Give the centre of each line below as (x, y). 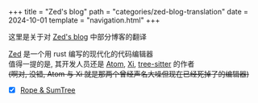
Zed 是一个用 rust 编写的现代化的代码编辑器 (81, 54)
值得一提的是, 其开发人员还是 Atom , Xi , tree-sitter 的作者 (102, 64)
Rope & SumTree (48, 90)
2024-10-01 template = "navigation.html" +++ (84, 20)
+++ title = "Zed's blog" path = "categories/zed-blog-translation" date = (128, 12)
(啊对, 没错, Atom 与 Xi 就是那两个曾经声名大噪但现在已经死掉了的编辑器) (129, 74)
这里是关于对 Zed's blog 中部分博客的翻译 (77, 37)
